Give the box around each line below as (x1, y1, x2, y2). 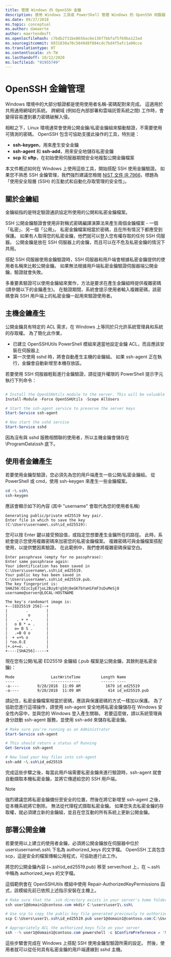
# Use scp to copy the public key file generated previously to (5, 912, 145, 917)
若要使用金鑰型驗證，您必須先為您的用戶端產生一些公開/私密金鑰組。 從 (5, 472, 155, 478)
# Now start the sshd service (5, 420, 70, 425)
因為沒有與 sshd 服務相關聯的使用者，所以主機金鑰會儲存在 (5, 434, 130, 440)
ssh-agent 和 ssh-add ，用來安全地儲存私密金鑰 (12, 149, 114, 155)
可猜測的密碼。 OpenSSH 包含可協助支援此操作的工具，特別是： (5, 131, 140, 137)
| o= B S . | (5, 626, 49, 631)
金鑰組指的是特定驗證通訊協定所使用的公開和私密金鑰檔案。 (5, 209, 130, 215)
